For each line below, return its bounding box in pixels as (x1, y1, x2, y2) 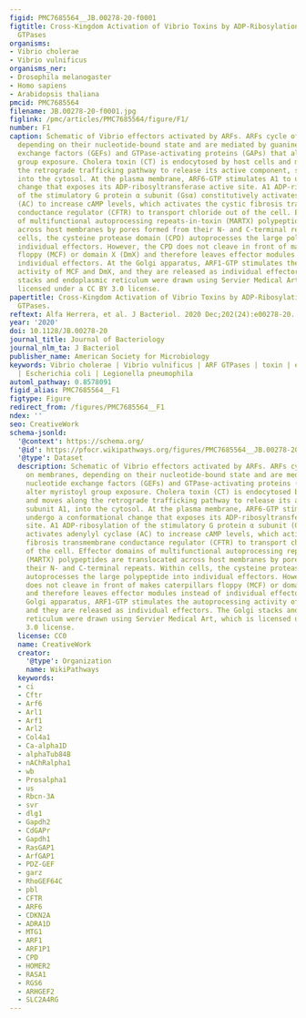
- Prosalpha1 (17, 775, 67, 784)
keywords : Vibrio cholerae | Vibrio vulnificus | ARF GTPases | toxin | (9, 361, 291, 370)
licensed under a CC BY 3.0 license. (17, 284, 161, 293)
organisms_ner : (9, 65, 67, 74)
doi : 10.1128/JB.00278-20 (9, 327, 107, 336)
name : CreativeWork (17, 639, 92, 649)
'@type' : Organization (25, 657, 112, 666)
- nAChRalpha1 (17, 758, 71, 768)
